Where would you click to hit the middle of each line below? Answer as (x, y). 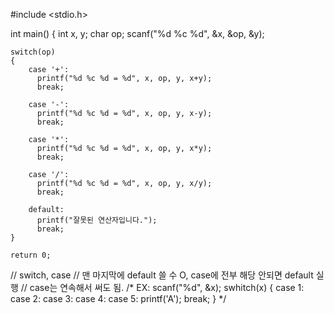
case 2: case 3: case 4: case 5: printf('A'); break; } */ (118, 298)
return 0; (31, 255)
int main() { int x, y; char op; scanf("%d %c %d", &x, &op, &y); (137, 33)
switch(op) (33, 52)
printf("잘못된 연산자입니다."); (97, 220)
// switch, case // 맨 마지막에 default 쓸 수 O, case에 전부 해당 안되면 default (162, 275)
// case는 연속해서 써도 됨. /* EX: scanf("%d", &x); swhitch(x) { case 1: (162, 287)
